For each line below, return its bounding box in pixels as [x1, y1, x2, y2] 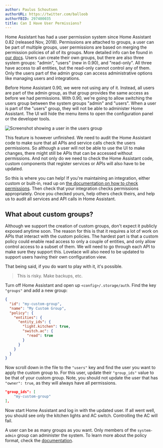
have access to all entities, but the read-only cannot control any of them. [5, 65, 151, 71]
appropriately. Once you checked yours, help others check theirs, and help [5, 191, 155, 197]
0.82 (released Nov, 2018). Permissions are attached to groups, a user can [5, 39, 154, 45]
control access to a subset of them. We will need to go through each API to [5, 244, 155, 250]
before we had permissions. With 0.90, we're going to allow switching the [5, 95, 152, 101]
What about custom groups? [5, 210, 93, 218]
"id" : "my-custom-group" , [9, 301, 62, 306]
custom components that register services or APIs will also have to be [5, 161, 145, 167]
